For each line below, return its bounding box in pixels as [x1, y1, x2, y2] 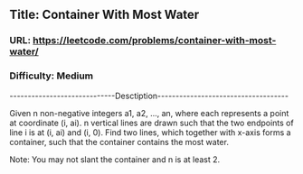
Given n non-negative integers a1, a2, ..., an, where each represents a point [9, 107, 289, 118]
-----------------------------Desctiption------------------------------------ [9, 90, 289, 101]
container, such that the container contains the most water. [9, 136, 229, 147]
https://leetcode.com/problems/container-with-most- [33, 34, 277, 47]
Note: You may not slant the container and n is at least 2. [9, 153, 221, 165]
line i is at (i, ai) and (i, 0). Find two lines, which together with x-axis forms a [9, 126, 291, 138]
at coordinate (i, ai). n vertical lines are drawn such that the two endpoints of [9, 117, 294, 128]
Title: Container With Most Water [9, 7, 200, 23]
